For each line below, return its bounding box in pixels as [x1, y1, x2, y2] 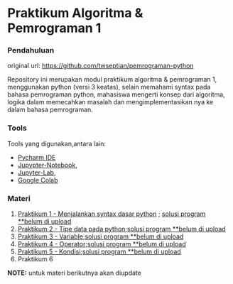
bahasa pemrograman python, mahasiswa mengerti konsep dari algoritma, [7, 90, 225, 99]
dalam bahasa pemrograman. [7, 105, 94, 114]
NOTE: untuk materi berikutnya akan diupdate [7, 268, 142, 278]
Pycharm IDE [17, 153, 56, 161]
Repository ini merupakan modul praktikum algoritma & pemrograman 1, [7, 75, 217, 84]
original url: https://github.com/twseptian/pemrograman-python [7, 62, 194, 70]
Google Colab [17, 175, 58, 184]
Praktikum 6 [17, 255, 53, 263]
